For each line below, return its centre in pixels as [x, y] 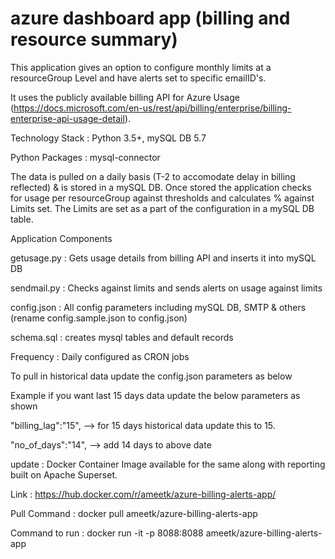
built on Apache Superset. [64, 474]
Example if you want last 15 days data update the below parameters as [155, 395]
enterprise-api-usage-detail [67, 118]
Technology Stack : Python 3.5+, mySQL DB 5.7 [108, 138]
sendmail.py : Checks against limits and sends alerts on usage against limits [166, 288]
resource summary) [94, 39]
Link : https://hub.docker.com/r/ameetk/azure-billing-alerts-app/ [143, 494]
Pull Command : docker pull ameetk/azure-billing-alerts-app [134, 513]
